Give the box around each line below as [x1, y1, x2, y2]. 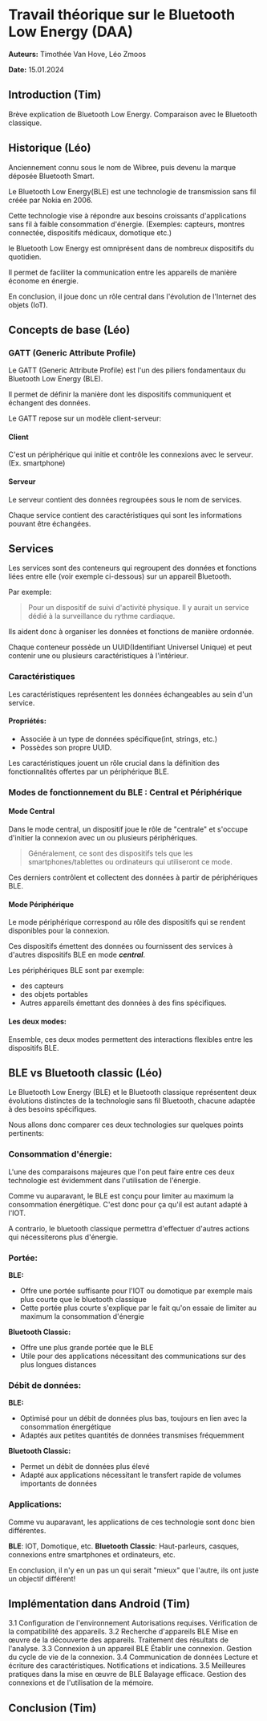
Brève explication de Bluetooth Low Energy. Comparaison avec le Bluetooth [8, 109, 257, 119]
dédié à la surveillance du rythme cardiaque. [27, 612, 176, 621]
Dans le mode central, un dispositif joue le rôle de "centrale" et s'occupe [8, 824, 249, 834]
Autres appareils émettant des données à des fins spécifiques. [19, 998, 227, 1008]
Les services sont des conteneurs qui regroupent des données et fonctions [8, 563, 257, 573]
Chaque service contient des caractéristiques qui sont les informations [8, 510, 242, 519]
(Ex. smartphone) [8, 458, 66, 468]
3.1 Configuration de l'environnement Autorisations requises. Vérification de [8, 1618, 258, 1628]
